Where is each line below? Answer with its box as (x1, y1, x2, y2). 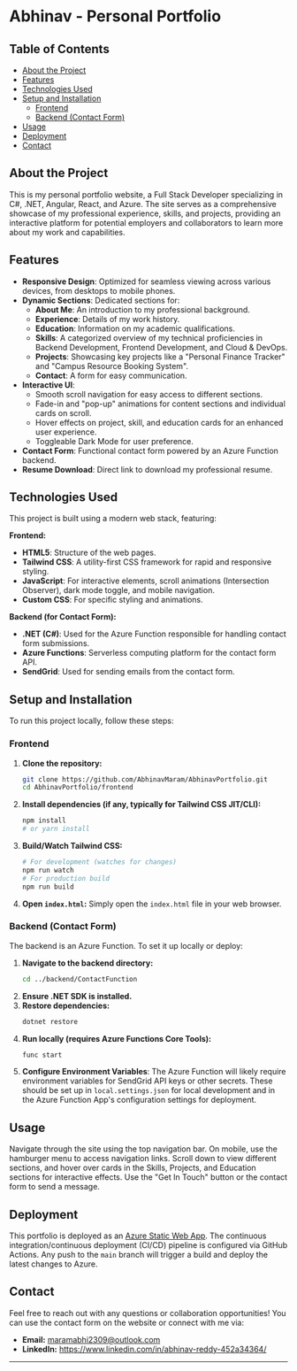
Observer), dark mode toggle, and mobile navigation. (21, 585, 215, 596)
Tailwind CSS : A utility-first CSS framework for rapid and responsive (21, 557, 272, 567)
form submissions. (21, 638, 90, 649)
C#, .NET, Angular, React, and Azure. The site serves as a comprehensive (9, 198, 277, 209)
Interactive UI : (21, 379, 75, 390)
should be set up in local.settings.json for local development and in (21, 1085, 276, 1096)
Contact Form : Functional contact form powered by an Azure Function (21, 445, 278, 456)
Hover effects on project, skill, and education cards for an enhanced (34, 417, 284, 427)
